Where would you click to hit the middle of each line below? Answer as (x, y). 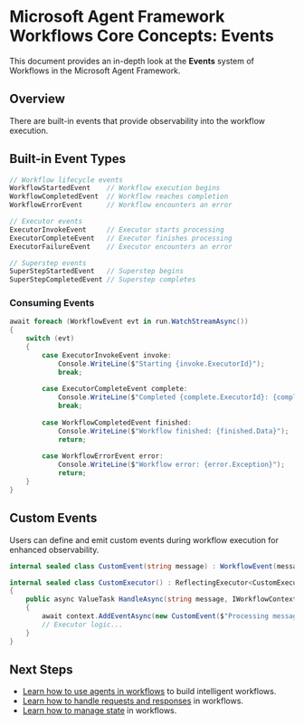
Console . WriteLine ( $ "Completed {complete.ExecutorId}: (163, 397)
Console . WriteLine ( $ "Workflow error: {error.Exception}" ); (171, 465)
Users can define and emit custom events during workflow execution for (144, 539)
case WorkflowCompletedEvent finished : (117, 423)
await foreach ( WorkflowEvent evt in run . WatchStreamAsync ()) (129, 322)
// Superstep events (48, 263)
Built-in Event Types (68, 159)
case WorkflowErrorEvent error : (103, 456)
